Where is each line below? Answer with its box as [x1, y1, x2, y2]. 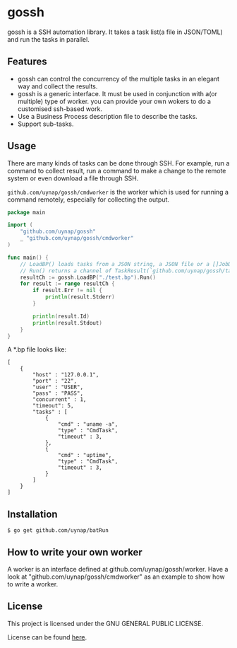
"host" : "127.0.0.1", [32, 371, 99, 378]
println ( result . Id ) [32, 313, 90, 320]
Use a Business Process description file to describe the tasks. [17, 112, 197, 120]
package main [7, 209, 46, 216]
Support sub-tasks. [17, 120, 74, 128]
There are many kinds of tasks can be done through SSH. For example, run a [7, 158, 230, 167]
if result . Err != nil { [32, 287, 102, 294]
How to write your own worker [7, 546, 142, 558]
